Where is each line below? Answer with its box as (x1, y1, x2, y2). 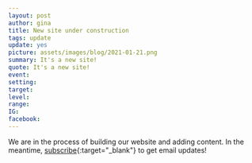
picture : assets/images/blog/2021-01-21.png (8, 49, 158, 56)
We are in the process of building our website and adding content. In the (8, 137, 244, 146)
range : (8, 100, 30, 108)
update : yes (8, 41, 48, 49)
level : (8, 93, 30, 101)
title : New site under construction (8, 26, 129, 34)
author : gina (8, 19, 52, 27)
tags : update (8, 33, 52, 42)
